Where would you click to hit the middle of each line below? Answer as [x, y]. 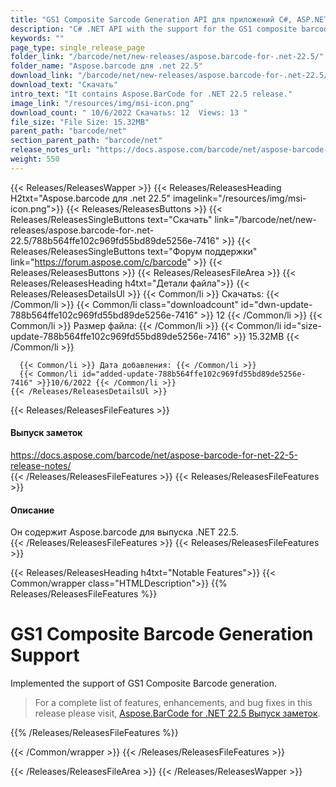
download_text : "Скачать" [64, 85]
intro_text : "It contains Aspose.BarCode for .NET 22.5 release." [151, 94]
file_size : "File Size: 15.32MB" [80, 122]
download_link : [42, 76]
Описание [32, 510]
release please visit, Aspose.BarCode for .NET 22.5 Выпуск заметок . [177, 713]
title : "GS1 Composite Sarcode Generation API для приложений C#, [151, 19]
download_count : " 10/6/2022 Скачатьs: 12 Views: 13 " [129, 112]
